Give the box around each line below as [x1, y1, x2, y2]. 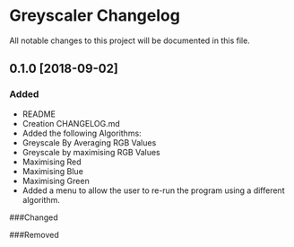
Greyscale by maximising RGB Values [22, 146, 160, 157]
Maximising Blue [22, 165, 83, 176]
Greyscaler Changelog [9, 5, 181, 26]
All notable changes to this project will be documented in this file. [9, 35, 251, 46]
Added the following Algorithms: [22, 128, 142, 138]
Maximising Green [22, 175, 90, 186]
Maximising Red [22, 156, 82, 167]
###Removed [9, 229, 60, 240]
